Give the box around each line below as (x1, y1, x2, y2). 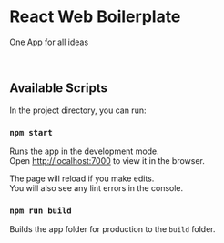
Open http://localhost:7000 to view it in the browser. (9, 156, 205, 167)
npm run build (9, 205, 72, 216)
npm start (9, 127, 53, 137)
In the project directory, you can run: (9, 105, 147, 116)
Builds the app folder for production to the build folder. (9, 224, 216, 235)
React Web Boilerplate (9, 6, 181, 27)
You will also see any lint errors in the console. (9, 183, 184, 194)
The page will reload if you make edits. (9, 173, 155, 184)
